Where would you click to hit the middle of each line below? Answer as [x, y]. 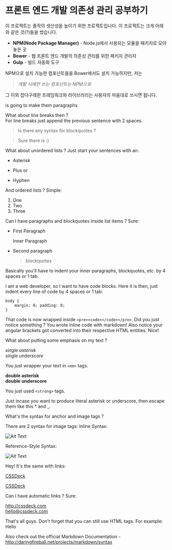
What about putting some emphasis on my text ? [56, 340]
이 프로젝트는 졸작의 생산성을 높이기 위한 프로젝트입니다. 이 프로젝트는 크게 [80, 26]
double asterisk [22, 376]
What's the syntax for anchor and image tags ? [55, 416]
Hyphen [21, 180]
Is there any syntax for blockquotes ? [57, 130]
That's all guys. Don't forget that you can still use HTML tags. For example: [84, 521]
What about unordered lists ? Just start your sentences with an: [72, 150]
